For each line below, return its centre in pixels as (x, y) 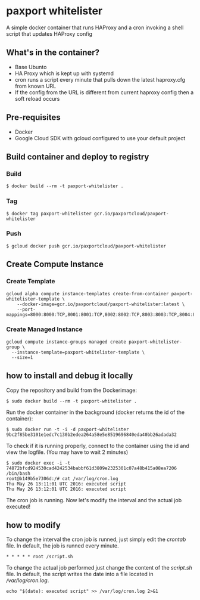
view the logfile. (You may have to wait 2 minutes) (67, 452)
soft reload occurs (37, 98)
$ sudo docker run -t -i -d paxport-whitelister (68, 429)
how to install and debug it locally (70, 376)
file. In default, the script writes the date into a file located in (80, 574)
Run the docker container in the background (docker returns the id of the (96, 412)
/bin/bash (18, 473)
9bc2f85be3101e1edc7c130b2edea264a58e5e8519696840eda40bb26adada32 (92, 434)
